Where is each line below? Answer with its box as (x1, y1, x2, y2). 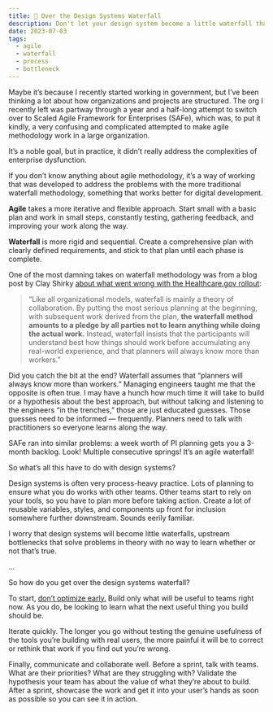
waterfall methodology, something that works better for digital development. (8, 188, 263, 198)
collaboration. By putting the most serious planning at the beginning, (28, 303, 258, 312)
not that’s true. (8, 546, 57, 556)
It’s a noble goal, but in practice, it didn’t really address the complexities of (8, 146, 258, 155)
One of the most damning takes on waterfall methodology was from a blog (8, 269, 258, 279)
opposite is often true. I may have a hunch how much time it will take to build (8, 387, 265, 397)
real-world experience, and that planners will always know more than (28, 346, 260, 356)
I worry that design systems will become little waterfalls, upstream (8, 528, 230, 538)
